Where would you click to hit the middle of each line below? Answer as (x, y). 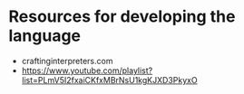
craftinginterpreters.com (67, 61)
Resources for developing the (122, 17)
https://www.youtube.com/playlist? (87, 70)
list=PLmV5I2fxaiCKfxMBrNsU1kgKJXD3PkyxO (109, 80)
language (45, 36)
